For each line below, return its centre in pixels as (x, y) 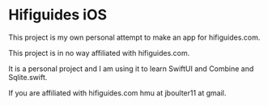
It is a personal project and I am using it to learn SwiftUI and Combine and (131, 68)
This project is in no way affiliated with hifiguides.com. (99, 53)
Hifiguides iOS (58, 15)
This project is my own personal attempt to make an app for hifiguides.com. (134, 37)
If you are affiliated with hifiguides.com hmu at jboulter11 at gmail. (117, 93)
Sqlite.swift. (28, 77)
